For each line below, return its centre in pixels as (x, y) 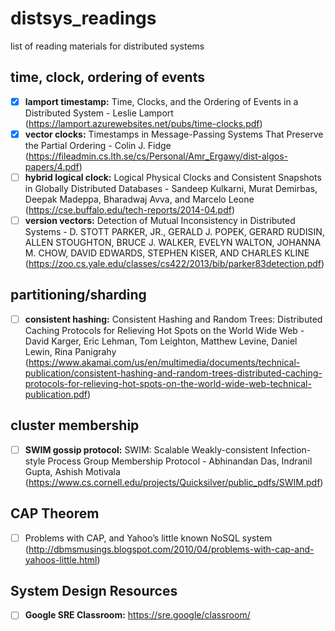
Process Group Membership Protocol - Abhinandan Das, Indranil (180, 461)
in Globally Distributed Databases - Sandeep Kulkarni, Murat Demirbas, (171, 188)
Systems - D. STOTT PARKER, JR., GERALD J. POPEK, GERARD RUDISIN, (174, 231)
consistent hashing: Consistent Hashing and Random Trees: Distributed (173, 319)
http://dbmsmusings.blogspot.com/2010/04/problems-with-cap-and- (171, 549)
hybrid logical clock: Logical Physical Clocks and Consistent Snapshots (173, 177)
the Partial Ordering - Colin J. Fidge (98, 145)
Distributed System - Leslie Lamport (99, 113)
